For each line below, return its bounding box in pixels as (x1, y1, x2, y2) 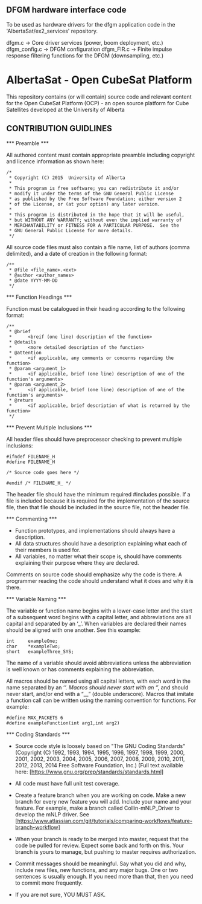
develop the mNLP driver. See (14, 810, 89, 818)
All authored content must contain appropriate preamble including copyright (6, 151, 195, 158)
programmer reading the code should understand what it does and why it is (6, 577, 194, 584)
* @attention (8, 350, 42, 356)
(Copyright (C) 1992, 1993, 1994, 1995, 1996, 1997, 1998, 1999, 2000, (14, 749, 185, 756)
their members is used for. (14, 546, 81, 553)
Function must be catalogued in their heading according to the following (6, 305, 185, 312)
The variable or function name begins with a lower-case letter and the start (6, 607, 193, 614)
